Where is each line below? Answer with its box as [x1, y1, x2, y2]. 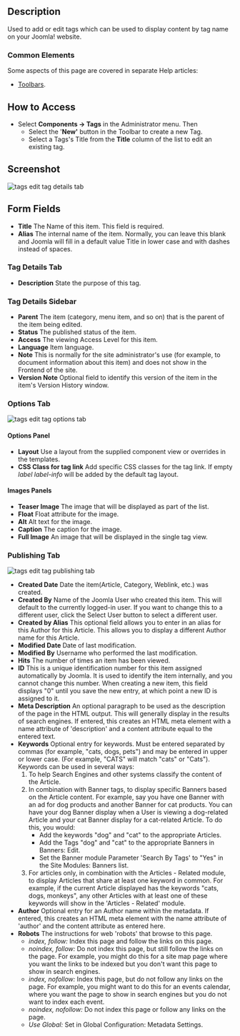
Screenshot [7, 164, 61, 176]
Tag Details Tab [7, 262, 62, 272]
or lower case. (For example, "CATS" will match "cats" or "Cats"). [17, 755, 211, 763]
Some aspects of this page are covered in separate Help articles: [7, 66, 199, 75]
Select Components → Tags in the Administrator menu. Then [17, 119, 198, 128]
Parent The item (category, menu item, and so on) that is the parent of [17, 313, 225, 321]
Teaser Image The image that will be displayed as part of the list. [17, 502, 209, 511]
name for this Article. [17, 633, 80, 642]
